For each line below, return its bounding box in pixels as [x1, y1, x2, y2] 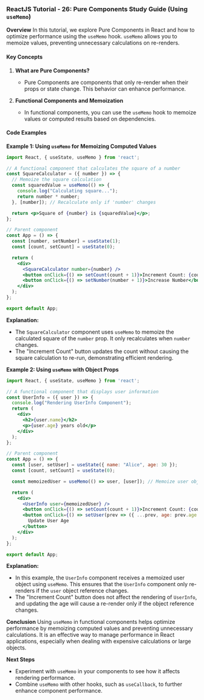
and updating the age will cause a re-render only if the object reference [15, 600, 194, 607]
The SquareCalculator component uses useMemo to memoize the [15, 328, 174, 335]
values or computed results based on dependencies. [24, 115, 156, 122]
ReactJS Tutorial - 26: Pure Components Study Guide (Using [6, 5, 188, 13]
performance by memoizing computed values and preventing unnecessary [6, 625, 193, 632]
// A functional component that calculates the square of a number [6, 165, 181, 172]
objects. [6, 644, 27, 651]
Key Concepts [6, 53, 43, 60]
